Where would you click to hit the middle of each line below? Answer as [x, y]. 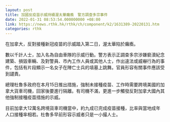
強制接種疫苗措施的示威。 [36, 98]
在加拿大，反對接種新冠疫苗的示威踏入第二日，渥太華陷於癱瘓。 [72, 44]
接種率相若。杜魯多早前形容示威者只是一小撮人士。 [67, 114]
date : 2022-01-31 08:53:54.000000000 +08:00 [53, 19]
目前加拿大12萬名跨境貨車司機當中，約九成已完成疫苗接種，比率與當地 [78, 108]
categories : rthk [24, 29]
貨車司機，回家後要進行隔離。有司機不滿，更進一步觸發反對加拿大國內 [87, 91]
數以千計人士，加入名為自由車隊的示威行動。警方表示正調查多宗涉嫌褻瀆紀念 [85, 55]
